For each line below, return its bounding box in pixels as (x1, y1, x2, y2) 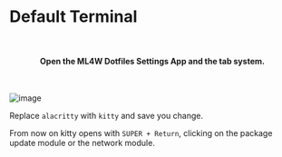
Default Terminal (9, 6, 138, 27)
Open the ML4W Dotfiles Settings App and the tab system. (39, 55, 266, 66)
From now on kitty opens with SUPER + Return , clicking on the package (9, 127, 273, 138)
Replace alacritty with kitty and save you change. (9, 110, 204, 121)
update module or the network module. (9, 137, 156, 148)
